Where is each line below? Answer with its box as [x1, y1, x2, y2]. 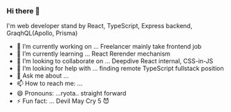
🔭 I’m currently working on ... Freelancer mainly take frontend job [16, 43, 202, 51]
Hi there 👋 [6, 6, 41, 16]
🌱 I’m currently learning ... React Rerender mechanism [16, 49, 171, 58]
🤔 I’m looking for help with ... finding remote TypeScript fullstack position [16, 65, 224, 73]
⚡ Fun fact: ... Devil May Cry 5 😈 [16, 97, 110, 105]
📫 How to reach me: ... [16, 79, 83, 88]
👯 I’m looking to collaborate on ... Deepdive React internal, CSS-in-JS [16, 57, 214, 65]
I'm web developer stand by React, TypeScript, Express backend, [6, 22, 193, 30]
